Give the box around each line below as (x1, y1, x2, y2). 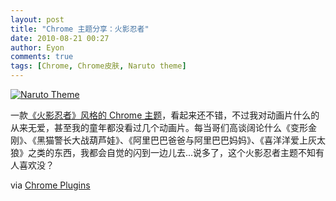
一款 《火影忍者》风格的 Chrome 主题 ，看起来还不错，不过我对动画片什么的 (10, 109, 320, 121)
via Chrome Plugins (10, 179, 91, 191)
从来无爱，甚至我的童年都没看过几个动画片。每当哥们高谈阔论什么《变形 (10, 122, 308, 133)
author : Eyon (10, 42, 65, 53)
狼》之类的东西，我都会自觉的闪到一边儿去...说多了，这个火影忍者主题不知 (10, 147, 317, 158)
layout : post (10, 14, 65, 25)
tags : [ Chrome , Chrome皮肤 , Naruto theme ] (10, 61, 187, 71)
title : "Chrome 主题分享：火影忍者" (10, 24, 150, 34)
